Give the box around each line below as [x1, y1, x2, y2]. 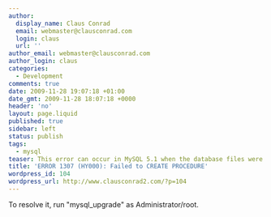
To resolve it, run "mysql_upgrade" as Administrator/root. [8, 199, 199, 209]
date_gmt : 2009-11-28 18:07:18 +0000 [8, 95, 136, 103]
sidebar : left [8, 125, 57, 133]
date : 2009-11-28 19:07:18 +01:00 [8, 87, 126, 96]
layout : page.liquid [8, 110, 79, 118]
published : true [8, 117, 63, 126]
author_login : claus [8, 57, 79, 66]
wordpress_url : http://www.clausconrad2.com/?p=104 [8, 177, 187, 186]
